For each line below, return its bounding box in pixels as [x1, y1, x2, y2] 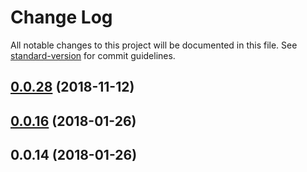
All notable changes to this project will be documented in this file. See [10, 39, 298, 51]
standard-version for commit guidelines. [10, 49, 176, 61]
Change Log [10, 6, 113, 29]
